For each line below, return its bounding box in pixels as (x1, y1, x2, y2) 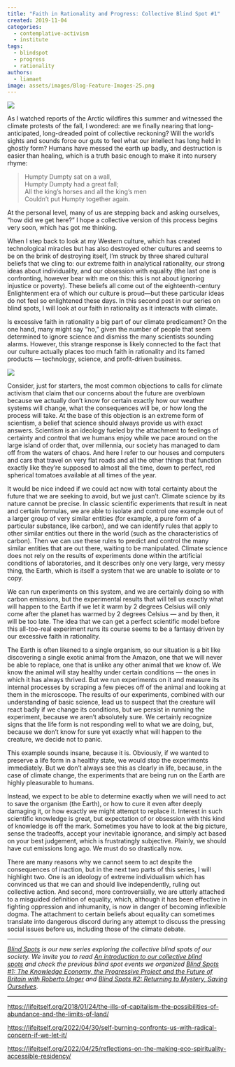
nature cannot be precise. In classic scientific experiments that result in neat (7, 499, 227, 508)
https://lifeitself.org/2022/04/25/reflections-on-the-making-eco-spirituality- (7, 1045, 227, 1053)
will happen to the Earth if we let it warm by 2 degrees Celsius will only (7, 602, 211, 611)
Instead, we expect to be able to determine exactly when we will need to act (7, 792, 227, 801)
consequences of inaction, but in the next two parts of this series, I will (7, 865, 211, 874)
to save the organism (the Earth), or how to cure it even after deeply (7, 800, 203, 808)
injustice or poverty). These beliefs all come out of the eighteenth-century (7, 282, 221, 290)
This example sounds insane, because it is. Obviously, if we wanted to (7, 749, 209, 757)
